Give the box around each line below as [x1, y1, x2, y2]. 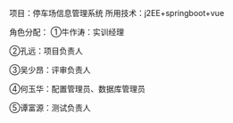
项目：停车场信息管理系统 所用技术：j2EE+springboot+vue [9, 8, 225, 18]
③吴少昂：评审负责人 [9, 65, 91, 75]
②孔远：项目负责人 [9, 45, 83, 56]
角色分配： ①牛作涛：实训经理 [9, 27, 125, 37]
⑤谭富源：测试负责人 [9, 102, 91, 113]
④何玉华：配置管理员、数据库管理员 [9, 84, 146, 94]
